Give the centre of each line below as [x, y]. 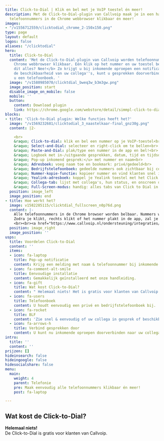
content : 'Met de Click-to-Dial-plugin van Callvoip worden [72, 60]
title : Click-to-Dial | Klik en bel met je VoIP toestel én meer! [74, 10]
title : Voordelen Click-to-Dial [42, 242]
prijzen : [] [17, 351]
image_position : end [30, 196]
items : [16, 251]
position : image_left [31, 192]
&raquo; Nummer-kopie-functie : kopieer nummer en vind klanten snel [85, 173]
